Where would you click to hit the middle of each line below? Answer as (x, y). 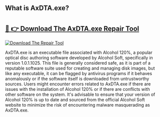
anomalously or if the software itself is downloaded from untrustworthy (77, 79)
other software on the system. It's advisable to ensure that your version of (80, 94)
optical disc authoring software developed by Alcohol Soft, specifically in (79, 58)
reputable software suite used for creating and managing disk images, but (80, 68)
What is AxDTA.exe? (37, 8)
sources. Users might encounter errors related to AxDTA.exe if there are (78, 84)
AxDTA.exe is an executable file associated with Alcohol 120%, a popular (79, 52)
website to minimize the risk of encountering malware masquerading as (78, 105)
